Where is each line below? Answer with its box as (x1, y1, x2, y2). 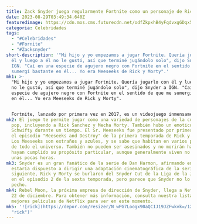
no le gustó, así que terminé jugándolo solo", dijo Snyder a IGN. (11, 85, 180, 91)
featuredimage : (6, 19, 43, 25)
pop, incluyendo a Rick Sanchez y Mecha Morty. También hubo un (11, 122, 172, 128)
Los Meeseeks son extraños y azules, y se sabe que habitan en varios (11, 139, 188, 144)
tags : (6, 30, 19, 36)
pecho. (11, 182, 28, 188)
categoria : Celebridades (6, 25, 67, 31)
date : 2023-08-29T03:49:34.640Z (6, 14, 85, 20)
